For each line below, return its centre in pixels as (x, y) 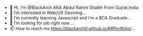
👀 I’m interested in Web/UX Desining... (48, 13)
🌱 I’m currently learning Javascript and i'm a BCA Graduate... (70, 18)
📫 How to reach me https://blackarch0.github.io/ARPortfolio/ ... (72, 28)
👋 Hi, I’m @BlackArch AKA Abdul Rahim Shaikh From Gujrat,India (74, 8)
